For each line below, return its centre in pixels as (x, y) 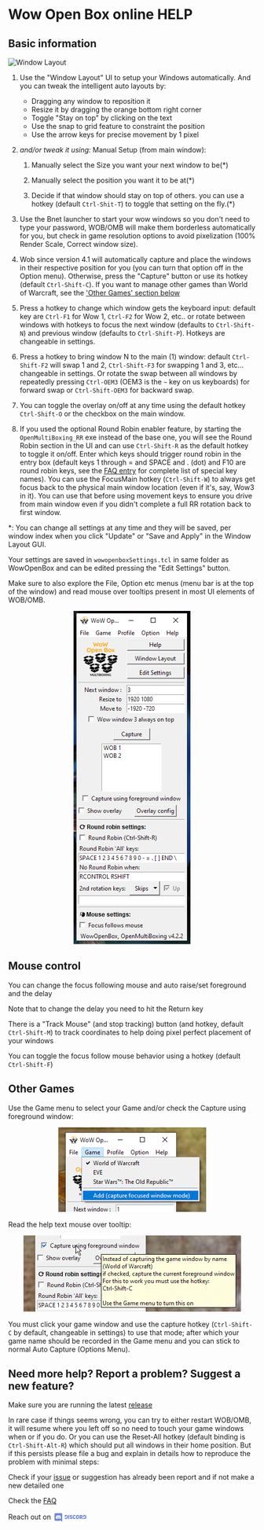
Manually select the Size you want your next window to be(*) (130, 165)
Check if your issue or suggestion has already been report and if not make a (131, 1477)
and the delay (30, 993)
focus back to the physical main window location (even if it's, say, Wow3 (137, 487)
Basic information (52, 44)
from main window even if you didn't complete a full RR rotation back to (135, 504)
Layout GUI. (27, 544)
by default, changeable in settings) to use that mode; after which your (126, 1332)
